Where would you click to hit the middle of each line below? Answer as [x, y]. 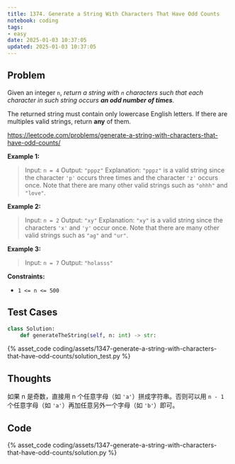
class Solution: [31, 329]
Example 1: [24, 156]
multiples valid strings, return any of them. [69, 121]
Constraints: [26, 276]
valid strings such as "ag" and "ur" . [76, 235]
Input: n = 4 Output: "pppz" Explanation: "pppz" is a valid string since [125, 170]
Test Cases [33, 312]
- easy [17, 34]
